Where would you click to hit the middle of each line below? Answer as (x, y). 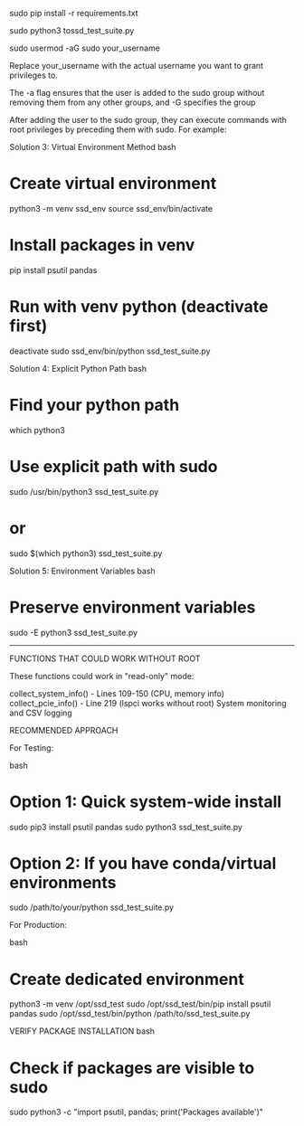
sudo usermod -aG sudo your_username (85, 48)
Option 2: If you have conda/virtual (143, 863)
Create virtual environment (113, 184)
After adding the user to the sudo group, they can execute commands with (148, 120)
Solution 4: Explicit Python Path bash (78, 368)
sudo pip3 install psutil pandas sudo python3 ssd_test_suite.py (126, 827)
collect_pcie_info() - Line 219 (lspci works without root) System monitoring (148, 703)
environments (63, 882)
